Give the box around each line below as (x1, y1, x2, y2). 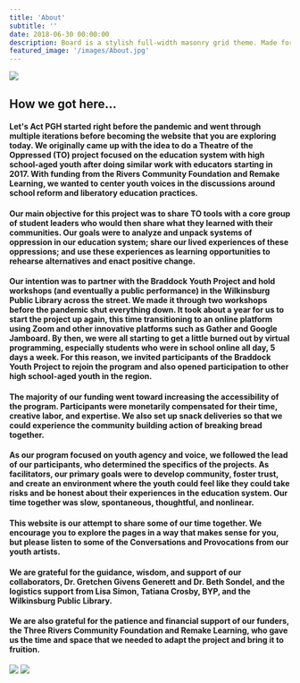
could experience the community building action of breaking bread (9, 419, 262, 430)
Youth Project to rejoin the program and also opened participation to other (9, 361, 289, 372)
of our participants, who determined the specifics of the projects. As (9, 460, 270, 470)
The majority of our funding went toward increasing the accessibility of (9, 391, 279, 402)
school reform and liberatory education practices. (9, 188, 198, 198)
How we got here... (9, 96, 118, 112)
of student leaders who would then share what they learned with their (9, 217, 274, 228)
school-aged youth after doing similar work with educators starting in (9, 159, 273, 170)
